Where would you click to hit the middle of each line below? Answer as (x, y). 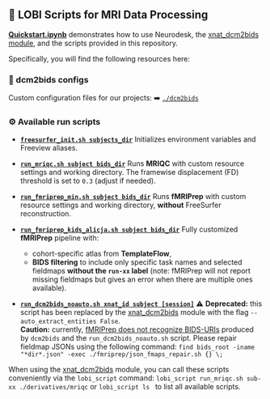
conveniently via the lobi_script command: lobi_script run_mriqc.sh (126, 378)
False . (110, 321)
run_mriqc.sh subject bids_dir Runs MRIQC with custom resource (132, 163)
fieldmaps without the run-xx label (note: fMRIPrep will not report (141, 271)
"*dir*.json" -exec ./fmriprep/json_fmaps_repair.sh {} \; (122, 354)
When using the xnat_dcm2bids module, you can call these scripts (119, 370)
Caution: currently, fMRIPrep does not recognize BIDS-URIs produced (137, 329)
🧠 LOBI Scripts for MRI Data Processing (108, 15)
